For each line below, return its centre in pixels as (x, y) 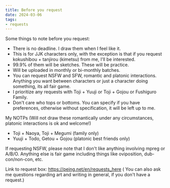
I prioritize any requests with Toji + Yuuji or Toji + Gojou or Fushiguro (84, 92)
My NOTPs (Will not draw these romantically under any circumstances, (79, 118)
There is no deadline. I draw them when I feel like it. (67, 48)
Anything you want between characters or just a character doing (80, 81)
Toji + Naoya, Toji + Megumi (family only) (56, 133)
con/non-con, (20, 159)
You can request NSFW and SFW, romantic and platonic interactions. (84, 76)
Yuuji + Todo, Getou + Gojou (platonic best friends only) (71, 139)
